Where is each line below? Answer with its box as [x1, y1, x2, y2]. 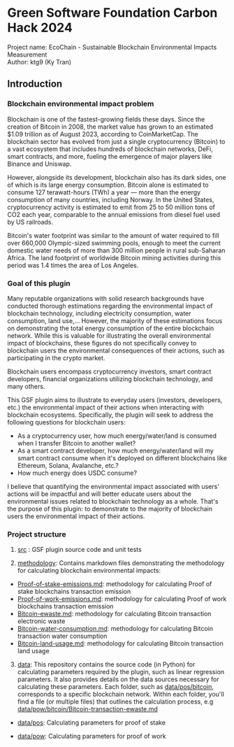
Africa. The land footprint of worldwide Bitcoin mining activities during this [7, 253, 221, 262]
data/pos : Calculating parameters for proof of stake [17, 718, 166, 727]
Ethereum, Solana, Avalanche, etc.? [17, 461, 119, 469]
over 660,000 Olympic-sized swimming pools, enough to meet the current [7, 239, 221, 247]
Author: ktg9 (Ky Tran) [7, 57, 72, 66]
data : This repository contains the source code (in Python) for [17, 660, 196, 669]
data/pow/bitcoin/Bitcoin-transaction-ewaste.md [17, 705, 159, 713]
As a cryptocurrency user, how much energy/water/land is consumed [17, 432, 217, 440]
